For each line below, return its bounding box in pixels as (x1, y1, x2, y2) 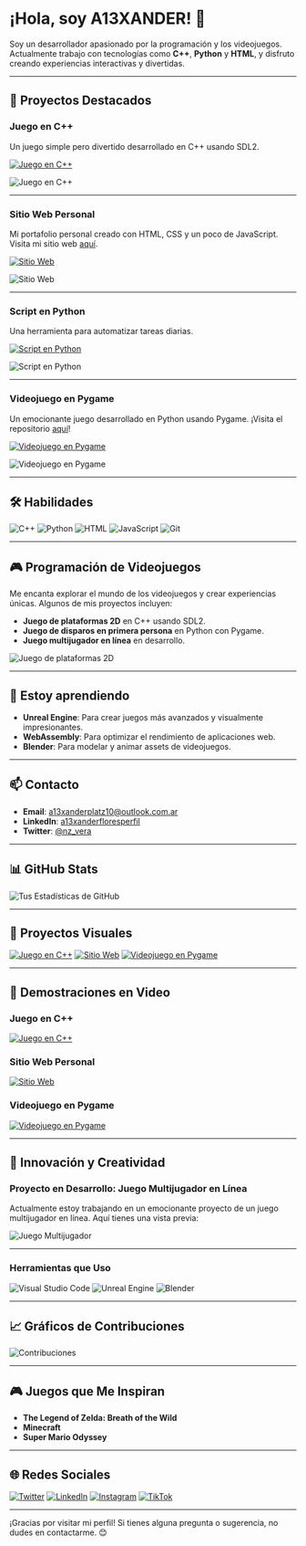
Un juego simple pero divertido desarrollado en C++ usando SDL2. (9, 141, 260, 152)
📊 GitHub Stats (9, 862, 98, 878)
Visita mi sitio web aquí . (9, 237, 98, 249)
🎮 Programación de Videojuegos (9, 559, 202, 574)
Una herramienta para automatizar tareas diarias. (9, 326, 194, 337)
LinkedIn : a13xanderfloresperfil (22, 815, 141, 826)
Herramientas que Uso (9, 1262, 111, 1275)
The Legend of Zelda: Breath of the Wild (22, 1413, 178, 1424)
